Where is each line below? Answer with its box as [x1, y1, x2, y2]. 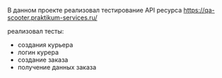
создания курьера [17, 41, 74, 48]
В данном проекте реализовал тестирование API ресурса [7, 6, 182, 14]
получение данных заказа [17, 63, 97, 71]
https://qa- [183, 6, 215, 14]
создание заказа [17, 56, 69, 64]
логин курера [17, 48, 59, 56]
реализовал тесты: [7, 27, 64, 35]
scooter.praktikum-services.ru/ [7, 13, 98, 22]
